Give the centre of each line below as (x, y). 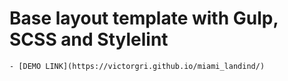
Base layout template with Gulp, (144, 18)
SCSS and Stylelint (89, 39)
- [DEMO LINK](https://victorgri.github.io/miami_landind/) (137, 66)
